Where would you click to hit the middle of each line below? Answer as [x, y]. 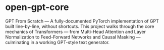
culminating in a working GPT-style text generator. [58, 42]
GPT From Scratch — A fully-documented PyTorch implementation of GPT [82, 21]
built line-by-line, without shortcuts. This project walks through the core [80, 26]
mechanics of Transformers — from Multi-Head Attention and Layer [76, 31]
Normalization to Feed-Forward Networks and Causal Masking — [73, 37]
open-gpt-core [37, 7]
